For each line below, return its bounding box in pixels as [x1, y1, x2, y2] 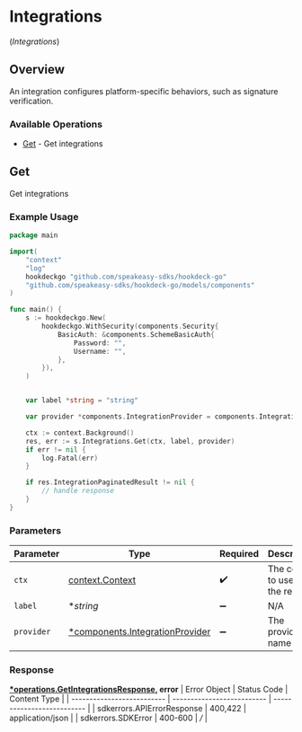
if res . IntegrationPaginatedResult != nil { [25, 478, 195, 487]
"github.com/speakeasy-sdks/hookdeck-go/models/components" [25, 280, 255, 289]
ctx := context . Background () [25, 428, 135, 437]
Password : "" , [73, 339, 127, 348]
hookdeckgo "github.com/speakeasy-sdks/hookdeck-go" [25, 272, 227, 281]
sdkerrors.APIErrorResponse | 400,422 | [97, 703, 247, 714]
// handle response [41, 487, 115, 496]
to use [267, 574, 295, 586]
